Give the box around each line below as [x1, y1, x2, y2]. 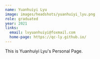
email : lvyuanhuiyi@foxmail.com [9, 30, 76, 35]
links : [5, 26, 19, 30]
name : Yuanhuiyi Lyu [5, 7, 48, 12]
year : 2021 [5, 21, 27, 26]
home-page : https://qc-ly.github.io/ [9, 35, 87, 40]
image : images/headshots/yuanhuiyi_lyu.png [5, 12, 96, 17]
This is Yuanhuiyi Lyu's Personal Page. [5, 48, 83, 54]
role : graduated [5, 16, 38, 21]
